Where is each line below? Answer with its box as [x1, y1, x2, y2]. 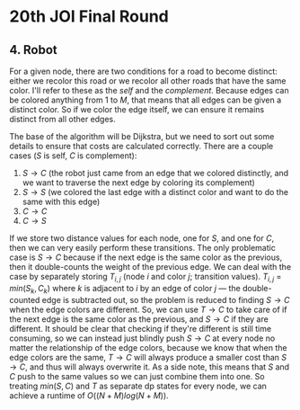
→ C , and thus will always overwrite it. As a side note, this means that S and [9, 361, 290, 372]
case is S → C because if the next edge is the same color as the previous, [9, 252, 283, 263]
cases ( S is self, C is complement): [9, 150, 137, 161]
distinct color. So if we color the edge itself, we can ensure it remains [9, 104, 265, 114]
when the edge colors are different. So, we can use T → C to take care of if [9, 304, 287, 315]
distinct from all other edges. [9, 114, 117, 124]
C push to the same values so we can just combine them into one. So [9, 370, 265, 381]
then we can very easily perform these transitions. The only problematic [9, 243, 276, 253]
